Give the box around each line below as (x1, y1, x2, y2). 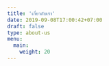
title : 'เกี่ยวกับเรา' (7, 10, 56, 17)
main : (13, 42, 29, 49)
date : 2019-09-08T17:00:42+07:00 (7, 16, 103, 23)
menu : (7, 36, 23, 43)
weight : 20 (19, 49, 51, 56)
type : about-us (7, 29, 51, 36)
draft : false (7, 23, 45, 30)
